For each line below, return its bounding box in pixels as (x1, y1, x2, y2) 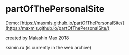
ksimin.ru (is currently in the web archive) (5, 44, 92, 50)
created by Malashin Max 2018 (5, 35, 69, 41)
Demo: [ (5, 20, 22, 26)
